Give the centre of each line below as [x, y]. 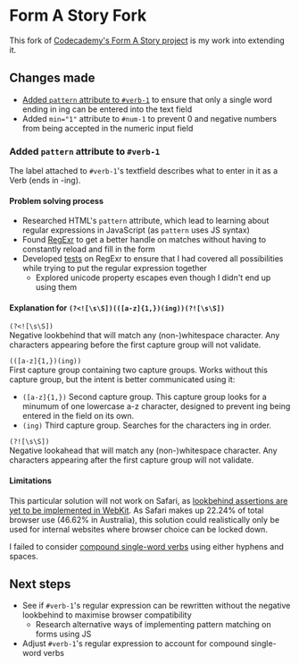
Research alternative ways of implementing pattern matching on [153, 625]
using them [56, 287]
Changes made [52, 78]
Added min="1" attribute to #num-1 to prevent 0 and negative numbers [149, 118]
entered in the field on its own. [78, 416]
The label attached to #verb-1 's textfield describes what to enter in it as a [144, 171]
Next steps [40, 584]
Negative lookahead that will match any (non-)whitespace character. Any [144, 451]
